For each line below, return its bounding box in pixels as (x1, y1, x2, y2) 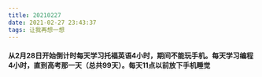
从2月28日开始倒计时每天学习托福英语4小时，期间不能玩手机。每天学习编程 (8, 51, 254, 60)
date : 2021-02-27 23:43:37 (8, 19, 97, 26)
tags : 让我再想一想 (8, 26, 65, 33)
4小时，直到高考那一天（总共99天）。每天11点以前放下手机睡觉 (8, 60, 211, 70)
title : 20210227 (8, 11, 61, 19)
